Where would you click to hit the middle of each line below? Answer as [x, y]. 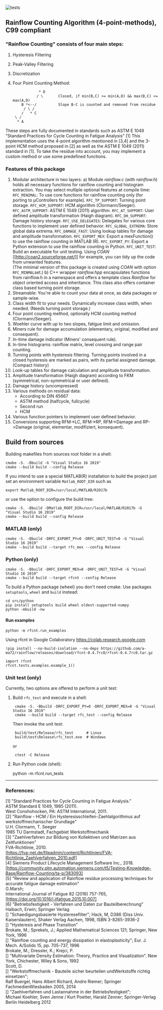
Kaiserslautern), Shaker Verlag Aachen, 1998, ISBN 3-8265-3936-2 [73, 920]
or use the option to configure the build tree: [50, 499]
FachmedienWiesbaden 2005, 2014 [41, 987]
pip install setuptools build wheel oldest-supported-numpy [67, 605]
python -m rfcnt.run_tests [38, 773]
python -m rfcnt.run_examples [36, 630]
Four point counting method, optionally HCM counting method [74, 314]
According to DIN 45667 [44, 396]
